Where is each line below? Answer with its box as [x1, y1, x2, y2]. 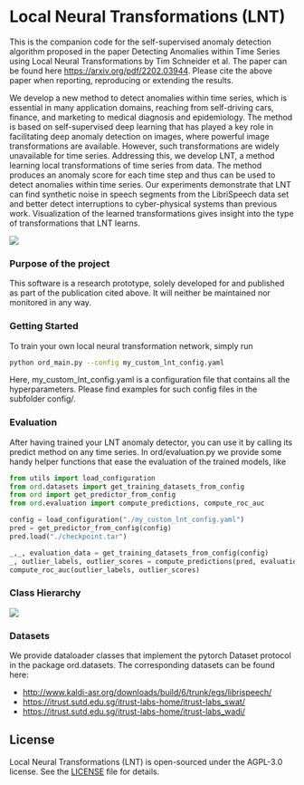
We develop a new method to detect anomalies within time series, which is [9, 92, 288, 103]
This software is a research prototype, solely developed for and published [9, 278, 285, 289]
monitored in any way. [9, 297, 92, 308]
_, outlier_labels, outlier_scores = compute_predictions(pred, [9, 557, 257, 566]
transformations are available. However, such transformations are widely [9, 141, 280, 151]
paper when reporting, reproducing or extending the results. [9, 74, 233, 85]
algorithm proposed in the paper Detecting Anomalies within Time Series [9, 45, 280, 56]
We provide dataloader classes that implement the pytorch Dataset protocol [9, 650, 291, 661]
